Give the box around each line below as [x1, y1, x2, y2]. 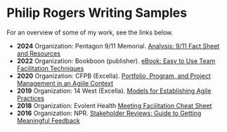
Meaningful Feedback [16, 116, 80, 124]
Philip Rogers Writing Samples [6, 5, 188, 21]
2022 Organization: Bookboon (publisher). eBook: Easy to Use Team [16, 56, 216, 65]
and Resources [16, 49, 61, 58]
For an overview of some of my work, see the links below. [6, 28, 174, 37]
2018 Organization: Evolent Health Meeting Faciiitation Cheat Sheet [16, 101, 212, 110]
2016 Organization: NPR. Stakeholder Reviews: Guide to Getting [16, 109, 202, 117]
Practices [16, 93, 45, 103]
